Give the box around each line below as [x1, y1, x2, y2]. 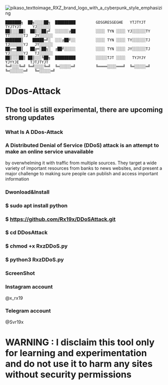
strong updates [5, 113, 55, 122]
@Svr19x [5, 319, 24, 325]
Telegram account [5, 307, 51, 314]
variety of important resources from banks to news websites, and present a [5, 165, 162, 171]
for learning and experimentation [5, 348, 147, 359]
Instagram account [5, 283, 53, 291]
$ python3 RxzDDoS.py [5, 256, 64, 263]
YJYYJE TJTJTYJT [5, 60, 49, 65]
